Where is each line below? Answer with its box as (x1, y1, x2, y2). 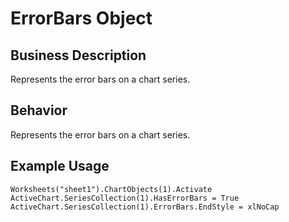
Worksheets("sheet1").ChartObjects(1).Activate (10, 184, 213, 194)
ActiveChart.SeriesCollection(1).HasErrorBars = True (10, 193, 240, 203)
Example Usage (10, 158, 110, 175)
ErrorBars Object (10, 7, 153, 30)
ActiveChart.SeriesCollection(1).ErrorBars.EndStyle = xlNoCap (10, 202, 280, 212)
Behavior (10, 102, 68, 119)
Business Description (10, 47, 147, 64)
